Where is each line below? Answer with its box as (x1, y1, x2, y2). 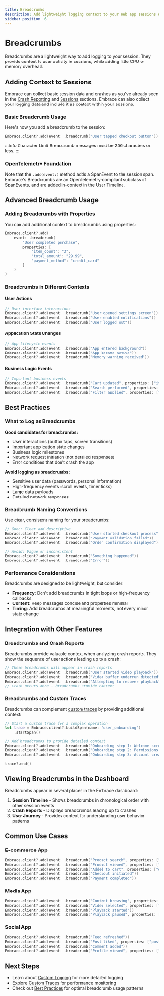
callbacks (12, 595, 32, 601)
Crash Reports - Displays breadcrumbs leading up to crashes (12, 808, 137, 813)
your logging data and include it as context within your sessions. (5, 101, 135, 107)
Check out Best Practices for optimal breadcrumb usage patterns (12, 985, 143, 991)
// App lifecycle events (5, 341, 56, 346)
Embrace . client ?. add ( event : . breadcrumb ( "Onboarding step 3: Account (5, 752, 150, 757)
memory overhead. (5, 64, 43, 70)
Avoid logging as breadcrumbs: (5, 469, 70, 475)
